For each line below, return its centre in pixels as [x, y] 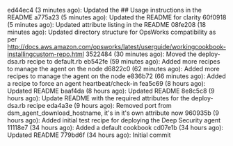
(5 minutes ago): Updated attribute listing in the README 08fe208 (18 [107, 25]
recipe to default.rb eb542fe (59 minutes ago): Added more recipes [123, 61]
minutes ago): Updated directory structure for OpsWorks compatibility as [112, 32]
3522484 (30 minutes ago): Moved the [141, 54]
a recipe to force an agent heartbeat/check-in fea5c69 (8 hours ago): [106, 83]
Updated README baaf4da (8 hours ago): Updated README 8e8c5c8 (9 [111, 91]
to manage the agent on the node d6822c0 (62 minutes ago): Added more [114, 69]
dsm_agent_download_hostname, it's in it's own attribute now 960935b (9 [113, 113]
